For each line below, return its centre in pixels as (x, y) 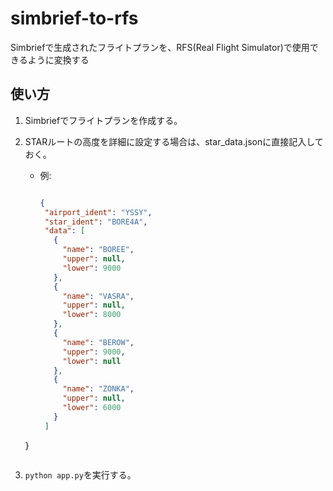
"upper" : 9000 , (94, 352)
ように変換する (58, 59)
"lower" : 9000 (92, 268)
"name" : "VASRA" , (98, 296)
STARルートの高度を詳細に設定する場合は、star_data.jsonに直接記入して (174, 141)
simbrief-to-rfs (74, 18)
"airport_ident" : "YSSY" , (98, 212)
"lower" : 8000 (92, 315)
